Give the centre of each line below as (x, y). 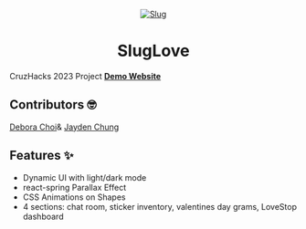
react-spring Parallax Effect (74, 187)
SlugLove (153, 51)
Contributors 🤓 (53, 105)
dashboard (43, 216)
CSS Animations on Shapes (74, 197)
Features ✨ (42, 156)
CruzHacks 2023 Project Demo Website (85, 76)
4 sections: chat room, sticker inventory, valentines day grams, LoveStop (159, 206)
